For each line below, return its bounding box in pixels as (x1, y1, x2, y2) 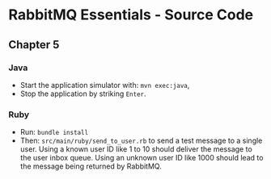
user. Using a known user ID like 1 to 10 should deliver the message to (19, 144, 252, 154)
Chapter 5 (8, 38, 60, 52)
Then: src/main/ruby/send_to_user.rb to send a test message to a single (19, 135, 263, 146)
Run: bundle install (19, 127, 89, 137)
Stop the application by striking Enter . (19, 89, 147, 98)
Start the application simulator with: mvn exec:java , (19, 80, 190, 89)
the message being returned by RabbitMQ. (19, 161, 162, 171)
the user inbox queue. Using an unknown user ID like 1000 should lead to (19, 153, 264, 163)
